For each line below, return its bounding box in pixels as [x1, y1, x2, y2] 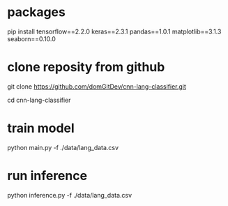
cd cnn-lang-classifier [7, 96, 71, 104]
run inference [7, 168, 88, 184]
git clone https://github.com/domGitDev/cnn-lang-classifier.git [7, 82, 187, 91]
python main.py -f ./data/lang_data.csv [7, 143, 119, 152]
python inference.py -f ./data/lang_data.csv [7, 191, 132, 199]
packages [7, 4, 66, 20]
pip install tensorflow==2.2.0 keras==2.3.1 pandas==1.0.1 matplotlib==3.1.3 [7, 27, 222, 36]
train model [7, 120, 75, 136]
